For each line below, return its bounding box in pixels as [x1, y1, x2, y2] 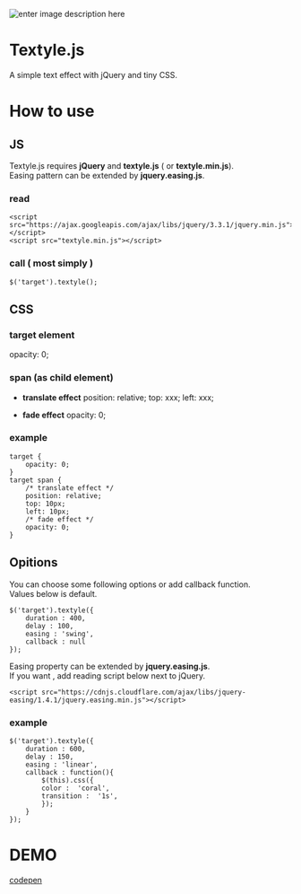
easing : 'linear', [25, 759, 99, 769]
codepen [9, 874, 43, 885]
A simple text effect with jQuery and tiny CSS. [9, 69, 177, 80]
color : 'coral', [41, 784, 110, 793]
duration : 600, [25, 744, 87, 753]
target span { [9, 476, 63, 485]
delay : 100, [25, 621, 74, 630]
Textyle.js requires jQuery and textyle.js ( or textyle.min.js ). [9, 160, 235, 171]
